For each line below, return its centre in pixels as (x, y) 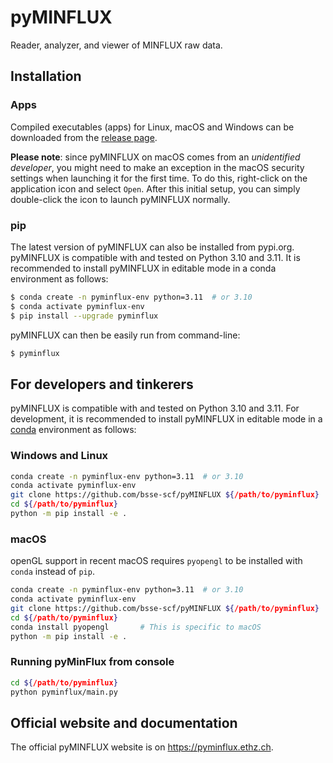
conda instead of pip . (52, 572)
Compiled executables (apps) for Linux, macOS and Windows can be (152, 127)
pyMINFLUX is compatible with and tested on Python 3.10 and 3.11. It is (155, 257)
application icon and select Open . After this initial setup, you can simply (155, 188)
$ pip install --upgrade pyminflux (84, 316)
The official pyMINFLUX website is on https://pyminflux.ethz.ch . (142, 747)
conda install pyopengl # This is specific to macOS (136, 627)
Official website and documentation (124, 722)
